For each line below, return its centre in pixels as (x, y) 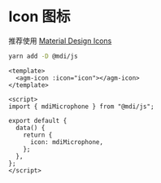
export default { (38, 120)
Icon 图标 (39, 17)
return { (38, 135)
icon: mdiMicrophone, (67, 142)
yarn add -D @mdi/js (44, 56)
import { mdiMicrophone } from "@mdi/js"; (81, 107)
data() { (30, 128)
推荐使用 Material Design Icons (60, 41)
